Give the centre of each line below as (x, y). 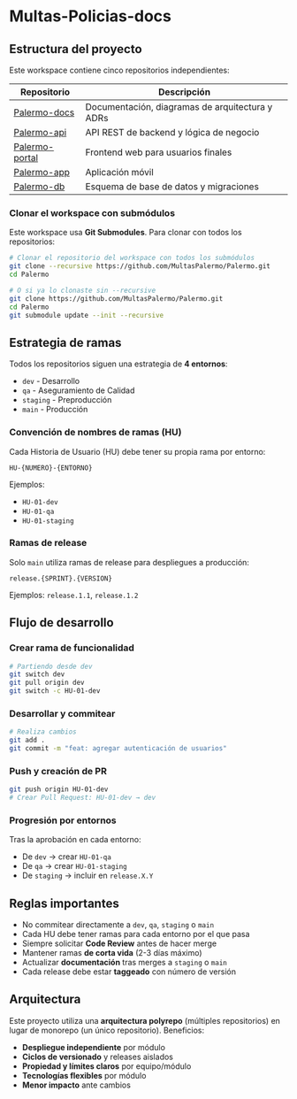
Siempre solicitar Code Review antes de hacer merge (119, 943)
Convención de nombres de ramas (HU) (95, 433)
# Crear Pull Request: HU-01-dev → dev (83, 798)
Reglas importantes (64, 903)
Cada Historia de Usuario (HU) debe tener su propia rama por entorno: (137, 451)
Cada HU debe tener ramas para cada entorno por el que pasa (136, 934)
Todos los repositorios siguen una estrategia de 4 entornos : (118, 364)
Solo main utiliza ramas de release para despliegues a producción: (129, 562)
